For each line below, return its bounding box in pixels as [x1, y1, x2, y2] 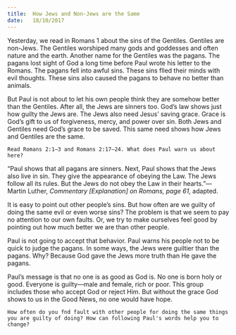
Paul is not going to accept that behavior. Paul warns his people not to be [7, 236, 220, 245]
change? [7, 321, 30, 328]
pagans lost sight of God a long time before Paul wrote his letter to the [7, 58, 211, 67]
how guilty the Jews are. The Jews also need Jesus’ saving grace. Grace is [7, 110, 226, 118]
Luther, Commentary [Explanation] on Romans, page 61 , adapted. [27, 187, 218, 195]
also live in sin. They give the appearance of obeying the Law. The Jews [7, 172, 217, 180]
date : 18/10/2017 [7, 17, 65, 24]
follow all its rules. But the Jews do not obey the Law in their [7, 179, 182, 187]
